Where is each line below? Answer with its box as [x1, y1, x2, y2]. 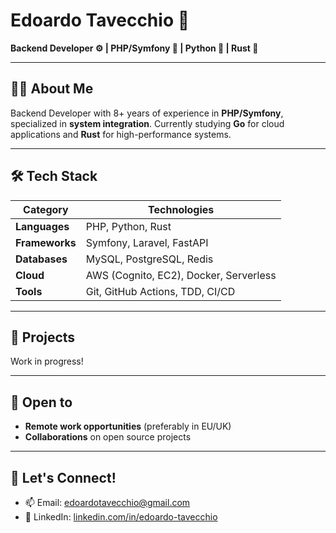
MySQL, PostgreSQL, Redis [85, 252, 214, 266]
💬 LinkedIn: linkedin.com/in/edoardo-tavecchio [24, 511, 218, 523]
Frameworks [15, 235, 77, 249]
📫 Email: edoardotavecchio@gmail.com [24, 497, 191, 508]
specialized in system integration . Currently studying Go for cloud [10, 117, 285, 129]
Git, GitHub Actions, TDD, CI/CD [85, 284, 236, 298]
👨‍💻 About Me [10, 80, 94, 98]
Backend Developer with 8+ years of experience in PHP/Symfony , [10, 107, 284, 119]
